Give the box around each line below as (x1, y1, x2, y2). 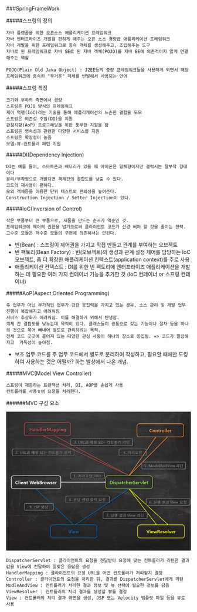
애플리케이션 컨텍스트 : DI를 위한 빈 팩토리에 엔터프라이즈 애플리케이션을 (14, 263, 180, 270)
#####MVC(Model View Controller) (6, 370, 92, 377)
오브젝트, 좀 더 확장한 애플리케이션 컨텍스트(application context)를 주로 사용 (14, 256, 190, 263)
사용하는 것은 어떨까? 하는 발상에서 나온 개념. (25, 358, 129, 365)
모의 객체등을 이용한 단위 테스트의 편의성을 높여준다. (6, 189, 117, 195)
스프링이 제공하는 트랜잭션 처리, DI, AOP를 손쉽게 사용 (6, 382, 124, 388)
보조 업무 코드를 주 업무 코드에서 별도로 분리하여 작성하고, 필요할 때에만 (14, 351, 178, 357)
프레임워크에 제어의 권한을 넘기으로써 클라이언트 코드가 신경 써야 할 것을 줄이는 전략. (6, 224, 186, 230)
